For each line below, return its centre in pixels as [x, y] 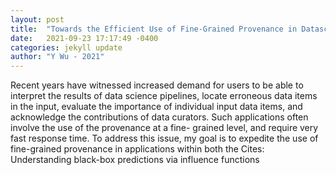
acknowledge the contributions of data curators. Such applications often [159, 117]
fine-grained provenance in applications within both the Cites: [137, 149]
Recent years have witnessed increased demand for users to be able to [157, 85]
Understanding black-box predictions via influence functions [135, 160]
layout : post [37, 19]
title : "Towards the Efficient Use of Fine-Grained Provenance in [154, 29]
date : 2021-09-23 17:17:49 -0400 [84, 38]
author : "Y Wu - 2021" [57, 57]
